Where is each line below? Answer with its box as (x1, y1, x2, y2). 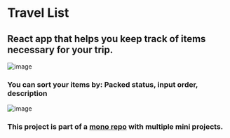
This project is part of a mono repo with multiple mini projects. (7, 122, 224, 132)
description (7, 88, 48, 98)
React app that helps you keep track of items (7, 33, 206, 45)
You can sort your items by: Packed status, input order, (7, 79, 198, 89)
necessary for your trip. (7, 43, 114, 55)
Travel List (7, 5, 69, 21)
